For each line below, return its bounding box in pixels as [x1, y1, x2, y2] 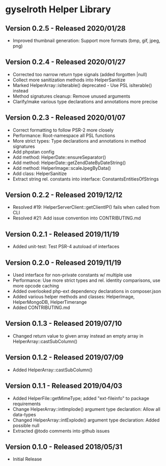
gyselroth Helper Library [5, 4, 111, 15]
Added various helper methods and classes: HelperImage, [12, 294, 135, 300]
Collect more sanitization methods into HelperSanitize [12, 77, 126, 83]
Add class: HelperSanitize [12, 170, 67, 176]
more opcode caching [12, 283, 60, 289]
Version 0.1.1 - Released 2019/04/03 [5, 382, 123, 390]
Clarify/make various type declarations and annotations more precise [12, 98, 158, 104]
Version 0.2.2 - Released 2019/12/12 [5, 191, 123, 199]
